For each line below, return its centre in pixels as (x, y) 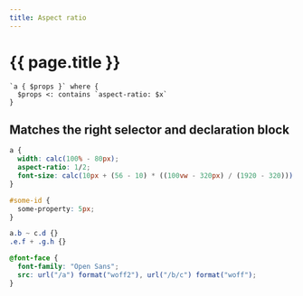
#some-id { (30, 200)
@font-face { (34, 258)
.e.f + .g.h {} (38, 242)
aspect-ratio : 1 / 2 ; (54, 168)
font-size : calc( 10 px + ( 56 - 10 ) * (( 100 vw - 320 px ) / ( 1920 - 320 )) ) (156, 176)
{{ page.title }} (65, 62)
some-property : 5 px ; (56, 208)
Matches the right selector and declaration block (149, 129)
